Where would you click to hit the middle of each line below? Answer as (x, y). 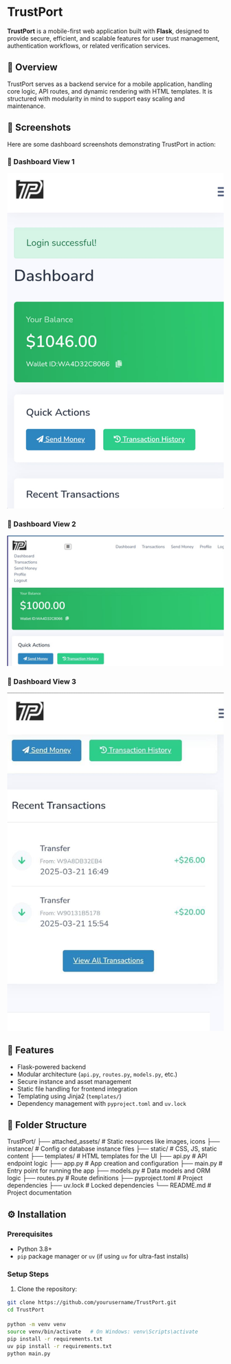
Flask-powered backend (51, 1067)
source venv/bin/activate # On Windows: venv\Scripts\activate (102, 1332)
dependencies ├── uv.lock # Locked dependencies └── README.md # (109, 1186)
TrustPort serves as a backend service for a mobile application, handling (110, 84)
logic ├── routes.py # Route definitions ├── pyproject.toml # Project (105, 1178)
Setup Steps (28, 1274)
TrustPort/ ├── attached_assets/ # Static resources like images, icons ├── (113, 1142)
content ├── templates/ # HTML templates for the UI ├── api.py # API (107, 1156)
